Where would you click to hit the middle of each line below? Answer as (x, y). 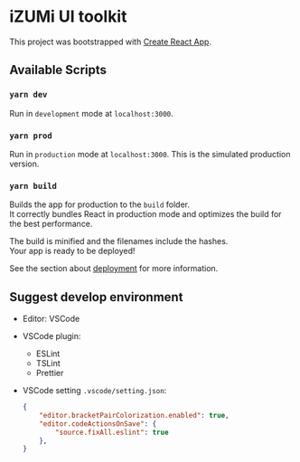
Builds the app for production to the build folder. (100, 204)
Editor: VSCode (51, 319)
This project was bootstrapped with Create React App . (111, 42)
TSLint (48, 363)
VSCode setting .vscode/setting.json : (94, 391)
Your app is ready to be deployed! (72, 251)
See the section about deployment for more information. (114, 269)
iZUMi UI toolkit (68, 17)
